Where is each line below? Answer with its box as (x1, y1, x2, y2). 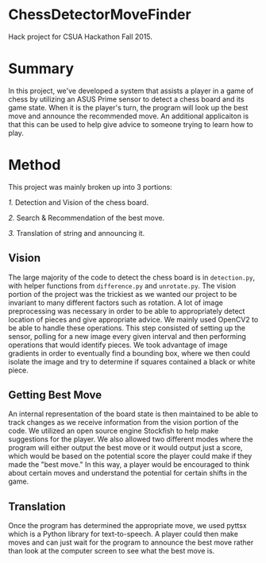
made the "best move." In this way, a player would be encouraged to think (8, 460, 250, 469)
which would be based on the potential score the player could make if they (8, 451, 253, 461)
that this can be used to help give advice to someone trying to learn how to (8, 119, 254, 129)
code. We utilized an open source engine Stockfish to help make (8, 426, 219, 436)
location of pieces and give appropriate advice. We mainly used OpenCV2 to (8, 314, 259, 324)
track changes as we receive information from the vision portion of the (8, 418, 239, 427)
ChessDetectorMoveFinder (8, 6, 192, 24)
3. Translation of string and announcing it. (8, 228, 145, 237)
